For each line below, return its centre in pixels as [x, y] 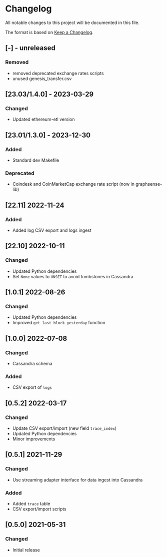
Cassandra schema [32, 364]
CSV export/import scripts [39, 509]
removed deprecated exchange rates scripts [58, 73]
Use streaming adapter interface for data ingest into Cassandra [77, 480]
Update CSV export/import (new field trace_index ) [64, 428]
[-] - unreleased [30, 48]
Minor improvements [34, 439]
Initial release [26, 550]
